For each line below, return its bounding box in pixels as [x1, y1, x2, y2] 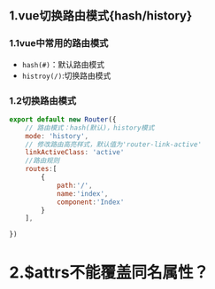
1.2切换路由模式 [9, 94, 77, 106]
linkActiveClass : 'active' [25, 148, 125, 157]
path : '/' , [56, 181, 93, 190]
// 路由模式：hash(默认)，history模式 [25, 123, 155, 132]
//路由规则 [25, 156, 60, 166]
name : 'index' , [56, 189, 109, 198]
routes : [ [25, 165, 58, 174]
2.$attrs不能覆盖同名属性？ [9, 262, 210, 283]
